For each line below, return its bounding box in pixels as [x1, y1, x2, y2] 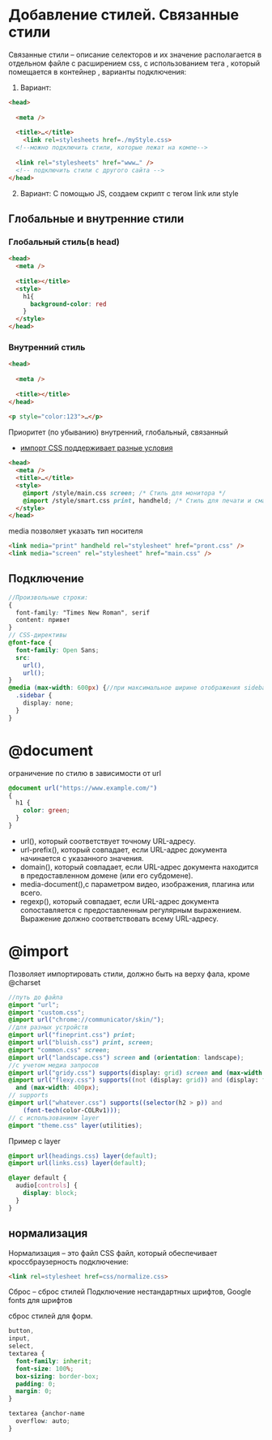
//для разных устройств [8, 1023, 89, 1031]
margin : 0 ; [15, 1387, 53, 1395]
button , [8, 1327, 35, 1335]
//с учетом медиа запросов [8, 1061, 100, 1069]
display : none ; [23, 699, 74, 707]
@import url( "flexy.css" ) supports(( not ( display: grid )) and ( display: [8, 1076, 259, 1084]
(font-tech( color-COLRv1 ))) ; [23, 1106, 121, 1114]
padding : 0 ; [15, 1380, 57, 1388]
